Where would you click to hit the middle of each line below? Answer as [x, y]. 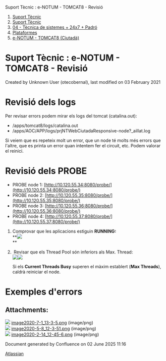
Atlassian [14, 354]
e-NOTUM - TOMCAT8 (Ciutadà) [46, 38]
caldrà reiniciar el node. [36, 272]
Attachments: [27, 310]
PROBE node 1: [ [29, 184]
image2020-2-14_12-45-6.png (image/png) [55, 334]
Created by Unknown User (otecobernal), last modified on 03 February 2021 [83, 82]
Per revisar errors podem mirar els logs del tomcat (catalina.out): [71, 116]
